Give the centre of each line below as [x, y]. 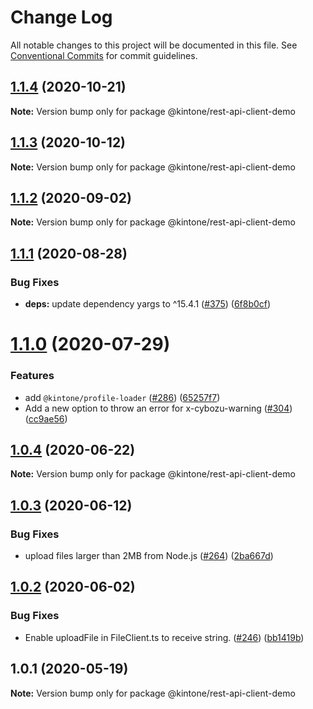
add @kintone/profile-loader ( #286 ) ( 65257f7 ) [122, 397]
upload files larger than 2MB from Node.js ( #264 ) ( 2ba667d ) [149, 556]
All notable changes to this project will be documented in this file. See [154, 45]
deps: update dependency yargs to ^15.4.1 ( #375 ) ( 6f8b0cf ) [148, 304]
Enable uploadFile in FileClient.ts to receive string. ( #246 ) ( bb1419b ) [164, 637]
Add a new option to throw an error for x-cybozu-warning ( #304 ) [158, 408]
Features [32, 376]
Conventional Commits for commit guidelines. [104, 55]
